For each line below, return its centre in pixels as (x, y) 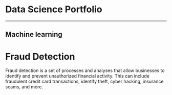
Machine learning (34, 34)
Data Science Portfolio (54, 9)
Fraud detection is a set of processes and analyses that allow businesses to (85, 70)
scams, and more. (24, 87)
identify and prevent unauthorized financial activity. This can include (78, 76)
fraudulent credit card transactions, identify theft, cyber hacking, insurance (84, 81)
